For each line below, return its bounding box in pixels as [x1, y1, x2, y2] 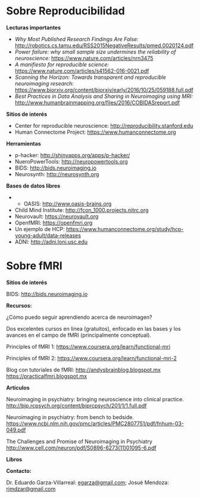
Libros [6, 456, 23, 463]
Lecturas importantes [6, 24, 61, 31]
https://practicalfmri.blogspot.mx [6, 372, 87, 380]
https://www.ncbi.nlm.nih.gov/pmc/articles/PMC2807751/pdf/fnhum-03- [6, 420, 185, 427]
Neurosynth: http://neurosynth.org [14, 170, 99, 177]
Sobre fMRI [6, 259, 62, 273]
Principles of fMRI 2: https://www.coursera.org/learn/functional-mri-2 [6, 354, 177, 362]
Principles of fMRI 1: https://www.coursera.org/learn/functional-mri [6, 343, 171, 350]
